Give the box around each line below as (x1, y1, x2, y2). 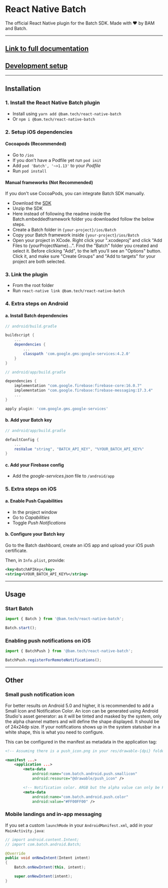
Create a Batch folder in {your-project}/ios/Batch (12, 226, 116, 233)
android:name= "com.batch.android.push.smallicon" (31, 771, 137, 776)
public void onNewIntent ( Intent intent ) (5, 855, 91, 860)
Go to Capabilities (12, 514, 50, 520)
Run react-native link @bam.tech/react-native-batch (12, 287, 125, 293)
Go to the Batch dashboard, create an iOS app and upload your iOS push (5, 542, 155, 548)
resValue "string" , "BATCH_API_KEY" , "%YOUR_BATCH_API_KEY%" (14, 446, 144, 451)
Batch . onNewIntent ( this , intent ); (14, 865, 86, 870)
